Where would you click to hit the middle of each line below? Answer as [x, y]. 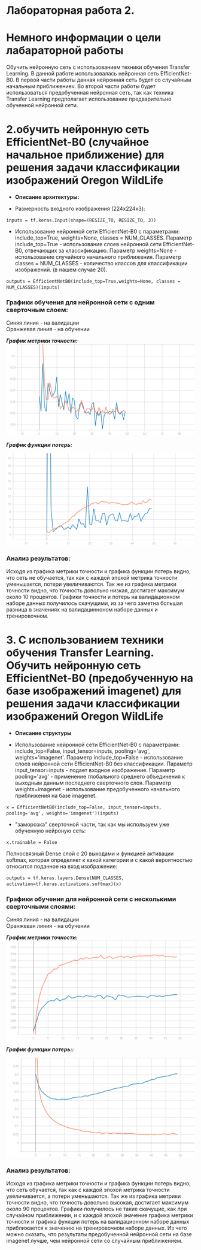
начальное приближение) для [85, 155]
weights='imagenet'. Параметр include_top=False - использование [99, 757]
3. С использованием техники [85, 640]
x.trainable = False [32, 842]
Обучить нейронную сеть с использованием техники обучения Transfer [98, 67]
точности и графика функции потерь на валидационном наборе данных [98, 1222]
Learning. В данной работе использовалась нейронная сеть [83, 74]
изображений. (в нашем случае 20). [61, 270]
